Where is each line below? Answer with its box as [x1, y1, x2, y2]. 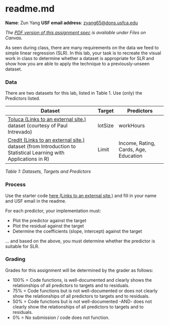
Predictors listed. [5, 95, 40, 101]
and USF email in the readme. [5, 198, 67, 204]
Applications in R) [8, 156, 49, 163]
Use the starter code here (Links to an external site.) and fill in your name [5, 192, 157, 199]
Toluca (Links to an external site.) [8, 116, 87, 123]
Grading [5, 255, 26, 263]
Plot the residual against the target [12, 223, 84, 229]
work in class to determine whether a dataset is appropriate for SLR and [5, 55, 154, 61]
